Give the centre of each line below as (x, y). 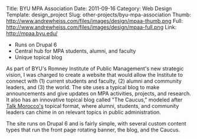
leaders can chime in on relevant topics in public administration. (83, 112)
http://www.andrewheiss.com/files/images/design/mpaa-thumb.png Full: (95, 21)
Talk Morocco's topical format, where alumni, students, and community (93, 106)
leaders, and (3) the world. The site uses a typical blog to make (83, 87)
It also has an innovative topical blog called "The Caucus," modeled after (94, 100)
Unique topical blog (38, 57)
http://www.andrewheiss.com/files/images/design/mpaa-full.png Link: (91, 27)
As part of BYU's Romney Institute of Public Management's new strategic (95, 69)
